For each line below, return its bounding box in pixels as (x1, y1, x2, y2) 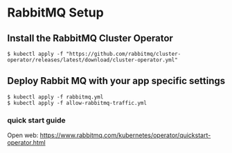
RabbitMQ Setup (7, 5, 104, 21)
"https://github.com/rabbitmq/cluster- (66, 50, 181, 57)
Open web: (7, 131, 39, 139)
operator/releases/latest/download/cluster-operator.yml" (7, 57, 178, 63)
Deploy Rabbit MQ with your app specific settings (7, 75, 226, 87)
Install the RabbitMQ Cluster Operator (7, 32, 173, 44)
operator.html (7, 139, 46, 147)
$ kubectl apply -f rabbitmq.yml (7, 93, 104, 101)
